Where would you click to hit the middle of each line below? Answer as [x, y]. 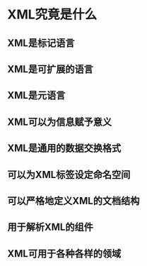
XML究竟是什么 [52, 15]
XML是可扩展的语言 [50, 69]
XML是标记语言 [41, 43]
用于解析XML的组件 [50, 227]
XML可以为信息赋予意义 [59, 122]
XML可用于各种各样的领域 [64, 254]
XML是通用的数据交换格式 [64, 149]
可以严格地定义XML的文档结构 [73, 200]
